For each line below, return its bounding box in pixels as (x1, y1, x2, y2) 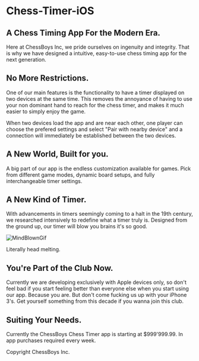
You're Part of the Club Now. (6, 263, 113, 273)
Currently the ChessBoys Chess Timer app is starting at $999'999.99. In (6, 331, 183, 338)
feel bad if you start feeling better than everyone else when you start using (6, 285, 189, 292)
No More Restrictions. (6, 73, 89, 84)
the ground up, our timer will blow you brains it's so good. (6, 223, 147, 230)
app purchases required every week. (6, 337, 96, 344)
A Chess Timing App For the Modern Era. (6, 28, 160, 38)
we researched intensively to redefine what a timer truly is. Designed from (6, 216, 188, 223)
